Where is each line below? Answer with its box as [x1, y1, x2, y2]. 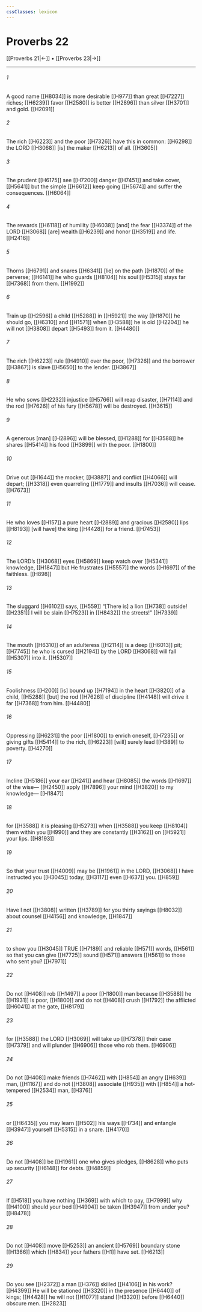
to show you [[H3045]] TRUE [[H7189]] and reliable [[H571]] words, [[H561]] [6, 945, 194, 952]
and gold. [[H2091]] [6, 105, 55, 112]
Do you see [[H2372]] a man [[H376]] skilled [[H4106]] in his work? [6, 1281, 173, 1288]
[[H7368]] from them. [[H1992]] [6, 280, 84, 287]
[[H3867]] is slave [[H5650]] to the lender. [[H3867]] [6, 363, 136, 370]
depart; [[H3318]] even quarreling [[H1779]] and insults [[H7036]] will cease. [6, 480, 196, 487]
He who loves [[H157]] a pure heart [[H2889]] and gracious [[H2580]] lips [6, 518, 189, 526]
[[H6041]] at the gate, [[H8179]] [6, 1003, 84, 1010]
